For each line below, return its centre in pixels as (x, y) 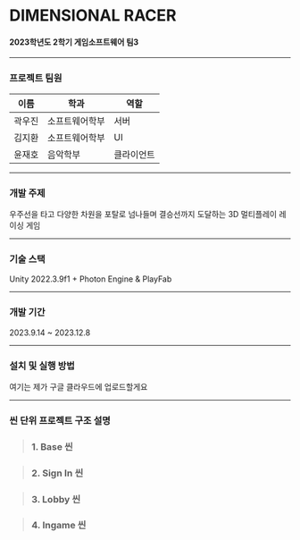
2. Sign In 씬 (57, 473)
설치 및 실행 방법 (42, 366)
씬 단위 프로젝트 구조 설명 (60, 420)
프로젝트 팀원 (36, 79)
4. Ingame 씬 (58, 526)
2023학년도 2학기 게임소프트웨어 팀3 (74, 42)
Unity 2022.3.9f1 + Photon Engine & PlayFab (91, 279)
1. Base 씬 (52, 446)
